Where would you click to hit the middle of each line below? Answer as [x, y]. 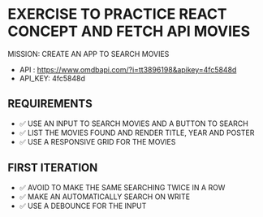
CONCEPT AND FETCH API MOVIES [129, 31]
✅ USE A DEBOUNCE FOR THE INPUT [83, 206]
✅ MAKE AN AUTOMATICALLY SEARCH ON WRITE [105, 197]
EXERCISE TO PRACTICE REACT [118, 14]
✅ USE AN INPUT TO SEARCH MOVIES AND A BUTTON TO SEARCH [134, 124]
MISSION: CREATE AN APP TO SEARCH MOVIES [88, 54]
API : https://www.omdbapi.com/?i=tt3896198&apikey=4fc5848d [128, 69]
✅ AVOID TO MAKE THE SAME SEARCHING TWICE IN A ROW [122, 187]
